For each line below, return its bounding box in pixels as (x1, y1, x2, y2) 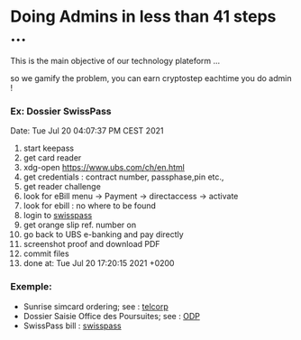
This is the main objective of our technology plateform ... (10, 55, 221, 66)
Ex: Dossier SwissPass (10, 105, 112, 117)
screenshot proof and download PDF (23, 239, 160, 250)
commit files (23, 248, 70, 259)
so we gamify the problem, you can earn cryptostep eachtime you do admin (10, 72, 292, 83)
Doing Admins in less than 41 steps (10, 6, 277, 27)
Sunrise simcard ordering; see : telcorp (23, 300, 169, 312)
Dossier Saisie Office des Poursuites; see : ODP (23, 310, 201, 321)
